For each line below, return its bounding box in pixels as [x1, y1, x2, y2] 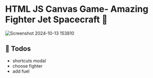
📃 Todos [5, 44, 31, 53]
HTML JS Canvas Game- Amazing [5, 3, 149, 15]
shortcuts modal [12, 58, 46, 64]
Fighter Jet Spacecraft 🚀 [5, 14, 108, 25]
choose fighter [12, 63, 43, 69]
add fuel [12, 68, 30, 74]
